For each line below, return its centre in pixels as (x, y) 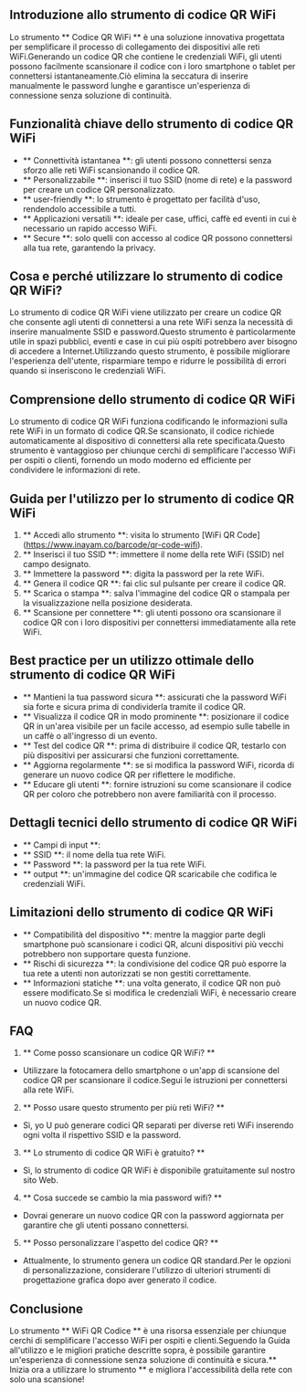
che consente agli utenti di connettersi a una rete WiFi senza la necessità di (152, 322)
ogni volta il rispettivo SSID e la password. (102, 1135)
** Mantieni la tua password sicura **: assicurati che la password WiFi (154, 697)
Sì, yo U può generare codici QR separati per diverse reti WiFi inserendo (158, 1125)
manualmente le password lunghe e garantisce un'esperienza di (130, 85)
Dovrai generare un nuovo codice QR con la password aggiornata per (153, 1216)
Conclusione (47, 1308)
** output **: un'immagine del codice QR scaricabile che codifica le (149, 874)
